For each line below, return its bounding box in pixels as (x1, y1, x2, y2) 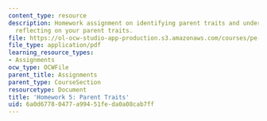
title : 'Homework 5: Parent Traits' (8, 93, 130, 101)
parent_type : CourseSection (8, 78, 102, 86)
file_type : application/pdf (8, 41, 102, 49)
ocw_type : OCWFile (8, 64, 69, 72)
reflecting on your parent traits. (15, 26, 133, 34)
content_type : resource (8, 11, 87, 20)
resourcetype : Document (8, 85, 87, 94)
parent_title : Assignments (8, 71, 98, 79)
